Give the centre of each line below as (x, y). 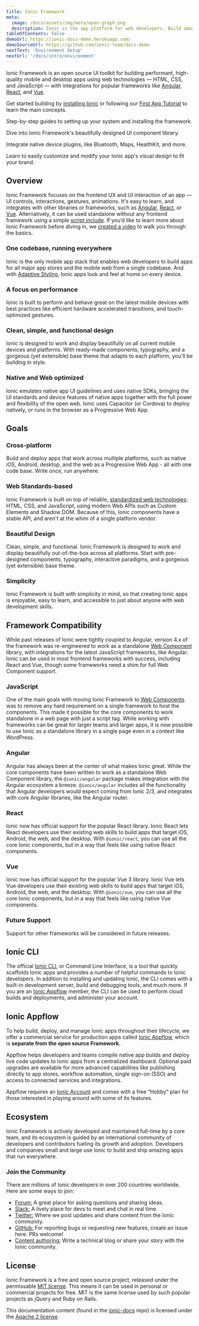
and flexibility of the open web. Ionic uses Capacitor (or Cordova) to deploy (98, 403)
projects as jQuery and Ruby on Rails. (52, 1299)
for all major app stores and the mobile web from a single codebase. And (95, 268)
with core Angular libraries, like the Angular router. (68, 797)
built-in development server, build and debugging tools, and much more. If (97, 985)
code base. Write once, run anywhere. (53, 471)
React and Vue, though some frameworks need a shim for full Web (87, 665)
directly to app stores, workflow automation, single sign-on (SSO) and (91, 1074)
